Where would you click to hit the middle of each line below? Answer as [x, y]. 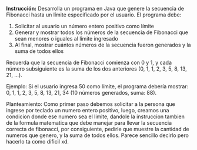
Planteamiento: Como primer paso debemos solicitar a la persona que [91, 104]
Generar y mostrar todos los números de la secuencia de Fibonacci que [101, 32]
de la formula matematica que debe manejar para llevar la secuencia [89, 123]
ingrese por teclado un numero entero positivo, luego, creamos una [88, 110]
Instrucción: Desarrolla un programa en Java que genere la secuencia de [95, 9]
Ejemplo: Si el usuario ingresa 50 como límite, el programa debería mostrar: [97, 86]
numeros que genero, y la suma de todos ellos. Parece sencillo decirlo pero [98, 135]
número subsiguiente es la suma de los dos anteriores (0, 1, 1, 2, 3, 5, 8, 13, [96, 69]
